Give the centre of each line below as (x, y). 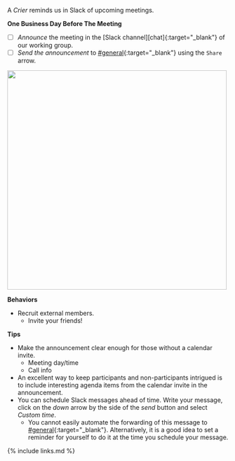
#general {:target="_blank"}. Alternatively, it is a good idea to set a (123, 430)
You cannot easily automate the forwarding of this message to (118, 422)
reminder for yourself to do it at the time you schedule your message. (128, 437)
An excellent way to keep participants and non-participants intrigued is (120, 378)
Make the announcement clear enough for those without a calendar (115, 348)
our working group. (45, 46)
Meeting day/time (53, 363)
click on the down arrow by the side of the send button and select (113, 408)
